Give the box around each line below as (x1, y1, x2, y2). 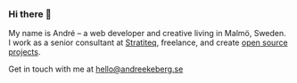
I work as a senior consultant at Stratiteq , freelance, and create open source (8, 37, 288, 48)
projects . (8, 47, 41, 57)
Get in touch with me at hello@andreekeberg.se (8, 64, 184, 74)
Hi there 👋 (8, 8, 53, 20)
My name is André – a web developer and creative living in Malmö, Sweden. (8, 28, 286, 39)
